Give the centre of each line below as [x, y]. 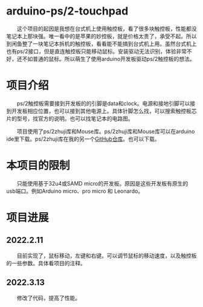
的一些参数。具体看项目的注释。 [46, 263]
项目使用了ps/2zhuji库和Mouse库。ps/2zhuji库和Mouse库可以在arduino [106, 131]
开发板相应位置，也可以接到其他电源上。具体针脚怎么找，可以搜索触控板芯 [104, 111]
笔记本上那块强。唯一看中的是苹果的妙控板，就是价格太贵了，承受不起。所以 [101, 36]
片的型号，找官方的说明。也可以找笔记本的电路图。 [70, 118]
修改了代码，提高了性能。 [49, 298]
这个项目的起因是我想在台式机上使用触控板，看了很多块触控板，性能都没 [107, 28]
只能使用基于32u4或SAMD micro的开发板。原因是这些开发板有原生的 [103, 183]
